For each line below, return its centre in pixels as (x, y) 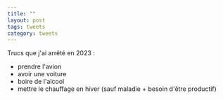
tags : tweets (26, 27)
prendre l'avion (39, 66)
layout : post (26, 20)
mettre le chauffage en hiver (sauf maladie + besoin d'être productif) (117, 89)
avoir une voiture (42, 74)
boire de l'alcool (41, 82)
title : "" (22, 14)
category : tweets (33, 33)
